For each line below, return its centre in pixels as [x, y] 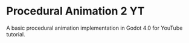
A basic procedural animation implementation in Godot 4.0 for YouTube [94, 28]
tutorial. [16, 34]
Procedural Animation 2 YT [75, 11]
